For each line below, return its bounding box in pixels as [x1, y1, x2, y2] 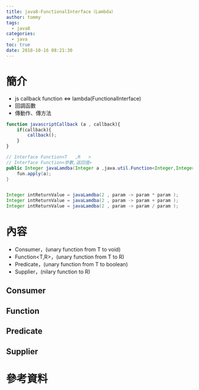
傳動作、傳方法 [14, 109, 52, 117]
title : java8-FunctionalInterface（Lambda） [6, 8, 116, 15]
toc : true [6, 42, 31, 48]
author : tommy [6, 14, 41, 20]
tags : [6, 20, 20, 26]
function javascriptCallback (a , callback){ [6, 121, 120, 127]
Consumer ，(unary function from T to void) [14, 246, 121, 253]
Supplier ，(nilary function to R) [14, 268, 91, 275]
